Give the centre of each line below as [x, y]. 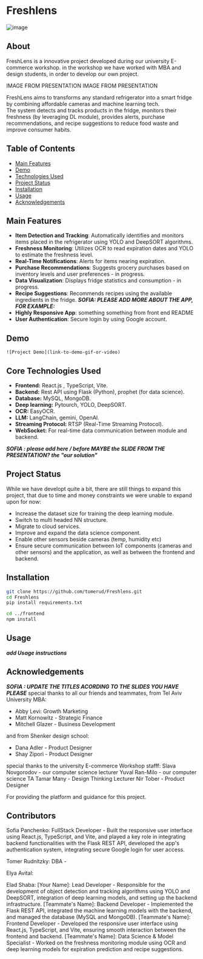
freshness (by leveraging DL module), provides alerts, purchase [86, 116]
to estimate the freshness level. [54, 255]
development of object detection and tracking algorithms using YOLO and [98, 891]
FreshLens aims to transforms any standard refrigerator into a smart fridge [99, 97]
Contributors [31, 816]
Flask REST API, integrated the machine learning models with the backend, [99, 911]
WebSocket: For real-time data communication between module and [101, 430]
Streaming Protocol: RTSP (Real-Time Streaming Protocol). [89, 424]
